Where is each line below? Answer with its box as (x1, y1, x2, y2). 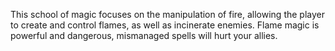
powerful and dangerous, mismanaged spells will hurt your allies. (10, 30, 278, 41)
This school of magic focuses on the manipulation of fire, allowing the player (10, 9, 326, 20)
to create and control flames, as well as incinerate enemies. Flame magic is (10, 19, 320, 31)
